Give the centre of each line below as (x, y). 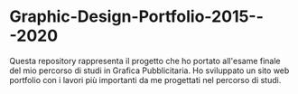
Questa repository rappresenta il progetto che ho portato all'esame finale (145, 61)
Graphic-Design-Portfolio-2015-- (137, 17)
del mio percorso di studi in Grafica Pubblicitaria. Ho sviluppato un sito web (149, 70)
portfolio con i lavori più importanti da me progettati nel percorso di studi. (145, 80)
